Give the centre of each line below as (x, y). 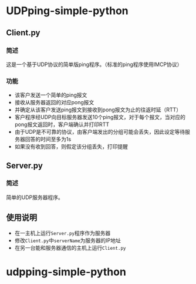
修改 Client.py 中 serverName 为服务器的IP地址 (68, 240)
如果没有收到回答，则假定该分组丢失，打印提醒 (71, 147)
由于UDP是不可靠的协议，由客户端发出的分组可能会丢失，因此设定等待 (100, 132)
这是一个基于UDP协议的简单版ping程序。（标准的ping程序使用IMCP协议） (94, 64)
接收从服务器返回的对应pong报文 (54, 103)
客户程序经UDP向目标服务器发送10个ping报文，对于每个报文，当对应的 (100, 117)
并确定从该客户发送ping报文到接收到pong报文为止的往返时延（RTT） (98, 110)
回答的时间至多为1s (48, 139)
